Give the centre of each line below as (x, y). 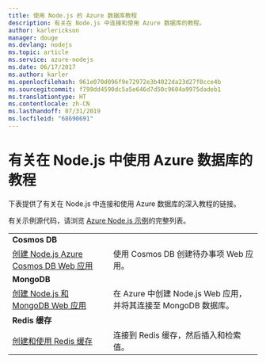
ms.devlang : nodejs (40, 45)
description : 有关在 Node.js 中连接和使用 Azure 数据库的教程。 (107, 23)
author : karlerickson (44, 30)
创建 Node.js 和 (40, 293)
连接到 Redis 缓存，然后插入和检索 (177, 335)
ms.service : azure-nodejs (51, 60)
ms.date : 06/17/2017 (42, 67)
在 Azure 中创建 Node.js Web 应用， (180, 293)
